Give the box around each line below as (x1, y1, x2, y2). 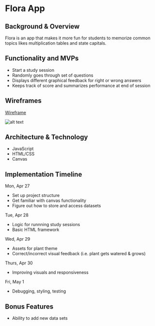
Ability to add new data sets (12, 315, 68, 321)
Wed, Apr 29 (5, 236, 31, 242)
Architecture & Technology (5, 133, 88, 141)
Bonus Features (5, 302, 54, 310)
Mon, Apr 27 (5, 183, 30, 189)
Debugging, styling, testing (12, 288, 66, 294)
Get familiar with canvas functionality (12, 197, 86, 204)
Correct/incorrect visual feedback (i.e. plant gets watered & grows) (12, 251, 146, 257)
